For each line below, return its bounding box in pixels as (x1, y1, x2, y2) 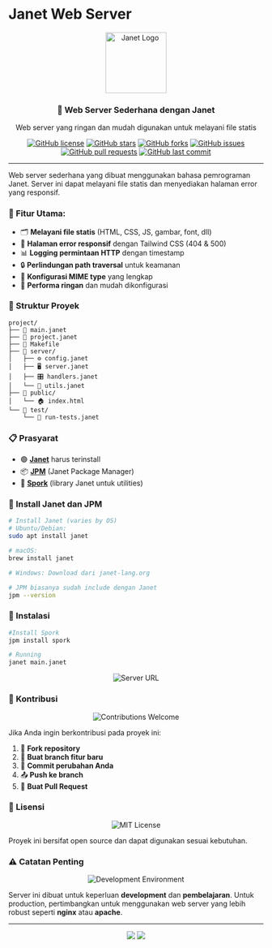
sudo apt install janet (8, 532, 89, 541)
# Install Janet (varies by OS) (8, 517, 117, 525)
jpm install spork (8, 636, 70, 644)
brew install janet (8, 554, 74, 562)
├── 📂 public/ (8, 389, 57, 397)
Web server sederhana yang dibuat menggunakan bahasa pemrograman (8, 170, 251, 180)
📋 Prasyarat (8, 432, 58, 443)
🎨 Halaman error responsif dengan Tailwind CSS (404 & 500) (19, 239, 227, 248)
